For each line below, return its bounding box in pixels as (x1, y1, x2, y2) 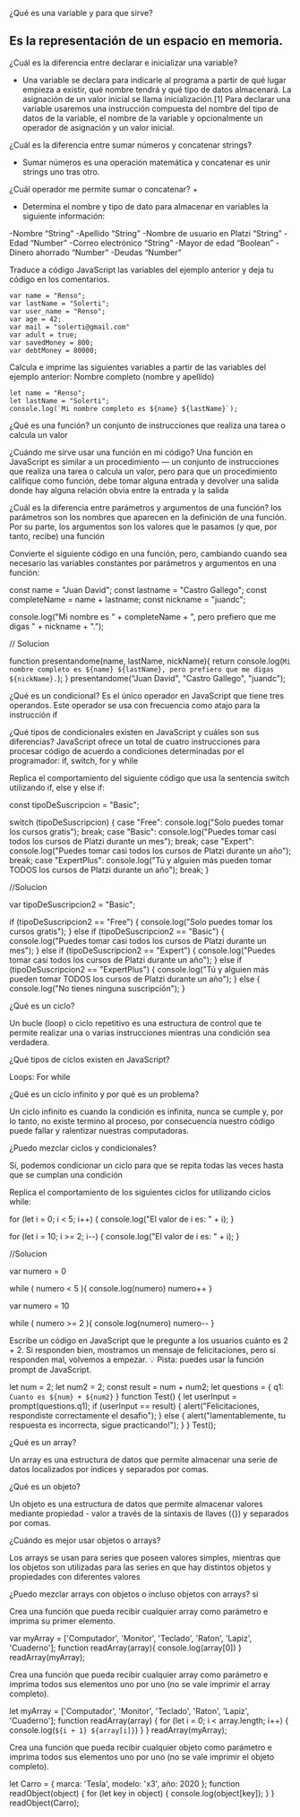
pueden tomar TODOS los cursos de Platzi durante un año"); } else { (9, 973, 261, 984)
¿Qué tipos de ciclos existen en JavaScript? (9, 1054, 170, 1065)
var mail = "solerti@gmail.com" (9, 322, 130, 331)
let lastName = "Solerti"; (9, 396, 110, 406)
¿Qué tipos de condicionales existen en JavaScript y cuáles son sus (9, 726, 260, 737)
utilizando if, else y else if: (9, 782, 106, 793)
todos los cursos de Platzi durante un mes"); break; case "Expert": (9, 836, 255, 846)
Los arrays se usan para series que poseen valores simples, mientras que (9, 1552, 281, 1563)
